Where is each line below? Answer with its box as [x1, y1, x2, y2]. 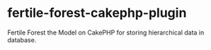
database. [7, 35, 37, 44]
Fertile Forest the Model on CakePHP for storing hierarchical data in [7, 28, 205, 37]
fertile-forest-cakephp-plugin [7, 5, 187, 21]
